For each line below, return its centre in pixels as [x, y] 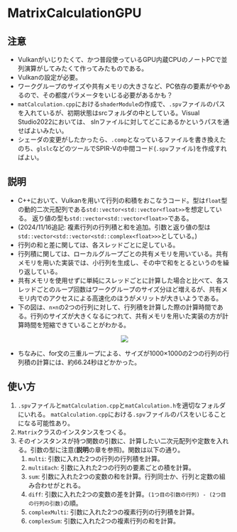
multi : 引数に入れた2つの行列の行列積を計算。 [96, 458]
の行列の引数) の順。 [55, 503]
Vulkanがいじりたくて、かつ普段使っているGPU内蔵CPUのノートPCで [119, 59]
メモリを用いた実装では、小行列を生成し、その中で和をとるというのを [120, 262]
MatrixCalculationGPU [75, 13]
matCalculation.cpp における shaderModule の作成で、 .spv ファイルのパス [121, 104]
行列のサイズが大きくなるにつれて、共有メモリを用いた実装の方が [126, 316]
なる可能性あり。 [49, 423]
